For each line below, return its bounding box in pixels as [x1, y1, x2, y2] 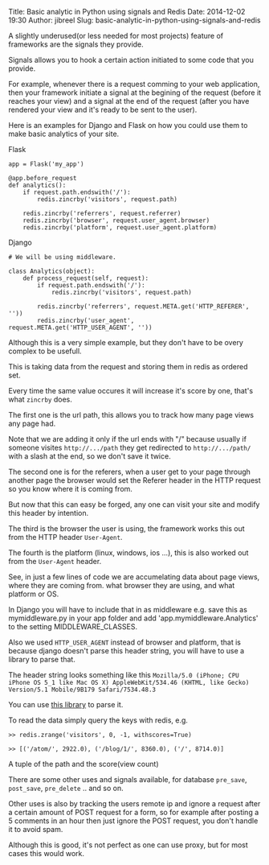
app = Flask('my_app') [8, 160, 84, 168]
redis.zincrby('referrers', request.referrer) [22, 209, 181, 217]
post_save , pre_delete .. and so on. [8, 784, 124, 793]
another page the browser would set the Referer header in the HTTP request [8, 476, 261, 485]
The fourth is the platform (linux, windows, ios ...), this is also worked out [8, 548, 249, 558]
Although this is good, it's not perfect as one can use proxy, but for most [8, 840, 249, 850]
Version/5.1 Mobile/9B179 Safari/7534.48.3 [8, 686, 157, 694]
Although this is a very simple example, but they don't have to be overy [8, 338, 243, 347]
